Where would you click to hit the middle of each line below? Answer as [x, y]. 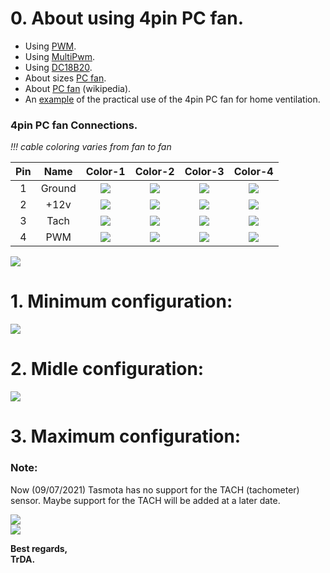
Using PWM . [50, 46]
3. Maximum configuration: [126, 436]
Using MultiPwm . [59, 56]
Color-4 [253, 172]
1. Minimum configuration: [121, 301]
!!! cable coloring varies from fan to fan [91, 147]
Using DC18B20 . [58, 67]
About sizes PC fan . [65, 78]
